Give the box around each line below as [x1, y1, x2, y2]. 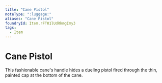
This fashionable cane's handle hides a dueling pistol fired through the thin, [5, 67, 158, 73]
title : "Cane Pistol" [5, 7, 50, 12]
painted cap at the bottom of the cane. [5, 72, 83, 78]
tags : [5, 25, 16, 30]
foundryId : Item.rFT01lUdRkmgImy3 [5, 21, 76, 26]
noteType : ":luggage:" [5, 12, 52, 17]
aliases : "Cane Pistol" [5, 16, 54, 21]
